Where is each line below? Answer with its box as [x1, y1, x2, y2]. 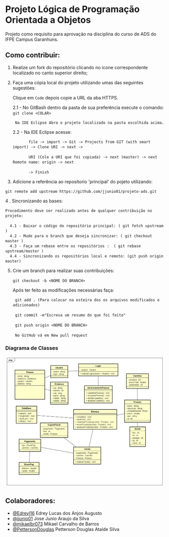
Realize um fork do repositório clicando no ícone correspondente [12, 64, 148, 70]
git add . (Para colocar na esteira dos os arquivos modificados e [15, 297, 160, 302]
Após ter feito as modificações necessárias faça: [12, 287, 115, 293]
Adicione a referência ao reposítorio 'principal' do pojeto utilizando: [12, 178, 153, 185]
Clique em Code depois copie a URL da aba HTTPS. [12, 94, 119, 100]
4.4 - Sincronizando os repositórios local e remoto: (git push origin [10, 253, 164, 258]
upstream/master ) [5, 248, 44, 253]
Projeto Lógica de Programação [5, 4, 140, 15]
